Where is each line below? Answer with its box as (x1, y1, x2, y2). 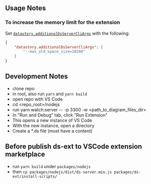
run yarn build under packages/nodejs (12, 163, 91, 169)
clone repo (12, 85, 35, 91)
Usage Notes (5, 4, 46, 12)
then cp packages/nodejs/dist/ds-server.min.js (12, 169, 112, 175)
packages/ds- (114, 170, 141, 175)
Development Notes (5, 72, 68, 81)
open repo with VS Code (12, 96, 63, 102)
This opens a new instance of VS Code (12, 117, 92, 123)
